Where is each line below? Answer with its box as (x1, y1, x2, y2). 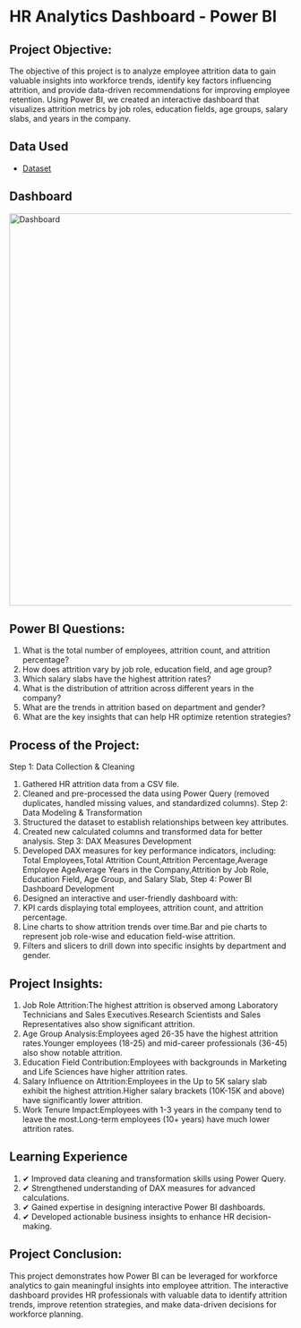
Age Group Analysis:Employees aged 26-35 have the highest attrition (21, 1028, 279, 1040)
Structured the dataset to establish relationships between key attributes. (21, 817, 289, 827)
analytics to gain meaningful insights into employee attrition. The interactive (9, 1280, 289, 1290)
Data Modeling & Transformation (21, 808, 142, 818)
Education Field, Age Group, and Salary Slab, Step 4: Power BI (21, 874, 253, 885)
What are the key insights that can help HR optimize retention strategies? (21, 712, 291, 723)
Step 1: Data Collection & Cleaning (9, 761, 135, 772)
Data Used (9, 139, 69, 154)
